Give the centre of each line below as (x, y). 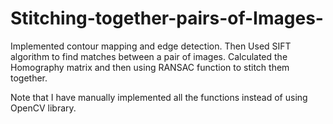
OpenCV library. (43, 108)
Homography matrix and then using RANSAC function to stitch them (150, 67)
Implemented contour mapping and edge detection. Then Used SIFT (151, 46)
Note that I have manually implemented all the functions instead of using (159, 97)
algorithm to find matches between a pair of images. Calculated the (149, 56)
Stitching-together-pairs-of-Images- (167, 18)
